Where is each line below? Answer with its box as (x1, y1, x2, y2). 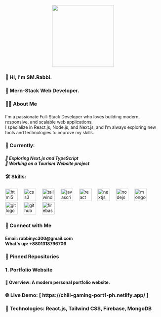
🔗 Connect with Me (5, 222, 52, 229)
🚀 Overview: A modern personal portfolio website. (5, 279, 110, 285)
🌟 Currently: (5, 142, 35, 149)
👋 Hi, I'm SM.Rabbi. (5, 74, 52, 81)
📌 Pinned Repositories (5, 253, 59, 260)
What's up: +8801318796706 (5, 240, 67, 247)
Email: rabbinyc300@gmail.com (5, 235, 73, 241)
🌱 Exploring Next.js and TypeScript (5, 155, 79, 161)
